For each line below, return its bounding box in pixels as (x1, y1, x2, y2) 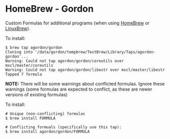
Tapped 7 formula (5, 72, 42, 77)
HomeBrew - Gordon (5, 3, 94, 15)
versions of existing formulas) (5, 91, 68, 97)
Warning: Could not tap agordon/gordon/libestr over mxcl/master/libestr (5, 67, 165, 72)
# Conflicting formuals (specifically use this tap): (5, 124, 122, 130)
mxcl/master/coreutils (5, 63, 53, 68)
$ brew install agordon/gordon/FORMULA (5, 129, 90, 134)
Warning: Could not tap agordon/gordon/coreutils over (5, 58, 124, 64)
